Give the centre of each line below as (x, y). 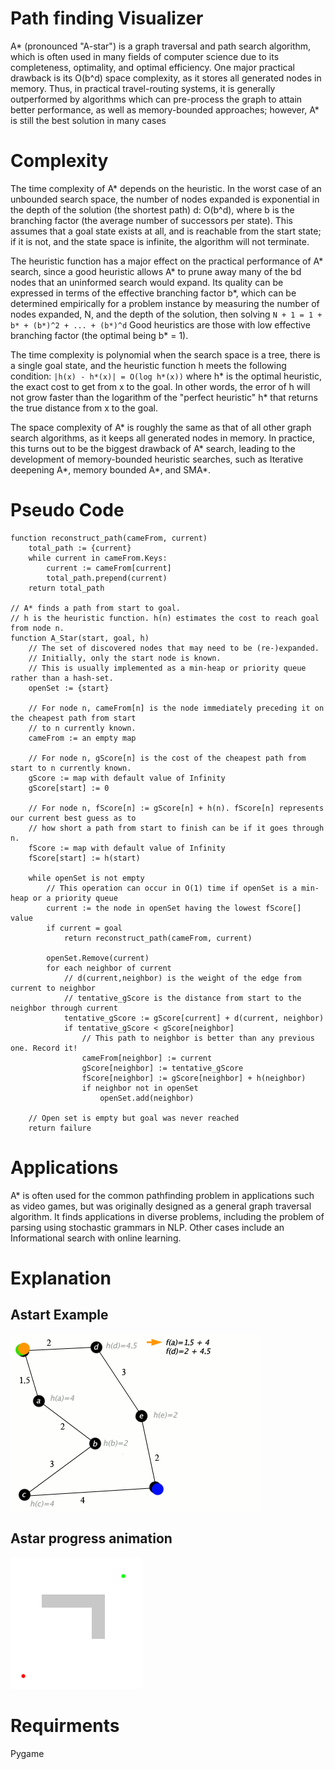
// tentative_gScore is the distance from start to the (182, 998)
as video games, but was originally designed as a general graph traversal (161, 1206)
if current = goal (84, 928)
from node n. (37, 628)
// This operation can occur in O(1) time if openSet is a (172, 888)
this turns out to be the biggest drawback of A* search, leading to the (153, 448)
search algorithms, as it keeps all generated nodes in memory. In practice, (162, 438)
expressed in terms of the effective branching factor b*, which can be (153, 293)
